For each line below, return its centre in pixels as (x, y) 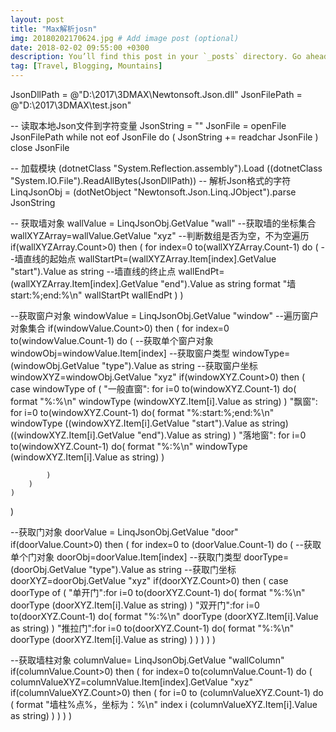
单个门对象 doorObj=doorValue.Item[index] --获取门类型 (126, 557)
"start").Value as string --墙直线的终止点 (93, 271)
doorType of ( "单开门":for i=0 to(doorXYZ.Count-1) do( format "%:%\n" (158, 592)
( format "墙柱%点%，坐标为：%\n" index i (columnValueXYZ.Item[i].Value (164, 704)
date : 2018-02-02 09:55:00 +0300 (80, 47)
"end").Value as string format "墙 (228, 284)
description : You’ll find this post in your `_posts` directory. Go (156, 57)
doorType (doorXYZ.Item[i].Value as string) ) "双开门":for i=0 (135, 605)
